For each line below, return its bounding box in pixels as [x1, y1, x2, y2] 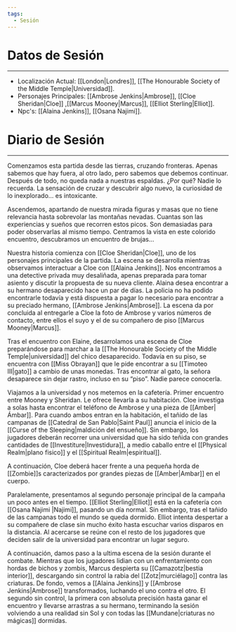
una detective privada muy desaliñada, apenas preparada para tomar [7, 271, 207, 280]
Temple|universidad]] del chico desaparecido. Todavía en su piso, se [7, 352, 207, 361]
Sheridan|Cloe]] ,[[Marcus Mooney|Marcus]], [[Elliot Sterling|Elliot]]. [17, 99, 215, 108]
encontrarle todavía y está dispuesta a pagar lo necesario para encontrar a [7, 294, 224, 302]
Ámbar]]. [7, 411, 34, 419]
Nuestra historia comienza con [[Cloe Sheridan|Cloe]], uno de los [7, 249, 197, 257]
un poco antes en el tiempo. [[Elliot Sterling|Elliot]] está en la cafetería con [7, 498, 223, 507]
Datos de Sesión [7, 47, 104, 63]
